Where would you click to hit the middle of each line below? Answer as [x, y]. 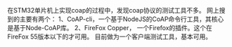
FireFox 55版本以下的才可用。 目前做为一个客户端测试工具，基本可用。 [110, 36]
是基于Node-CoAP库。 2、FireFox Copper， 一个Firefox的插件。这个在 [110, 28]
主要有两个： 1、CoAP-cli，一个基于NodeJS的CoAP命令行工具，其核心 [122, 19]
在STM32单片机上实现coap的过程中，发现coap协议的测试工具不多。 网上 [113, 10]
